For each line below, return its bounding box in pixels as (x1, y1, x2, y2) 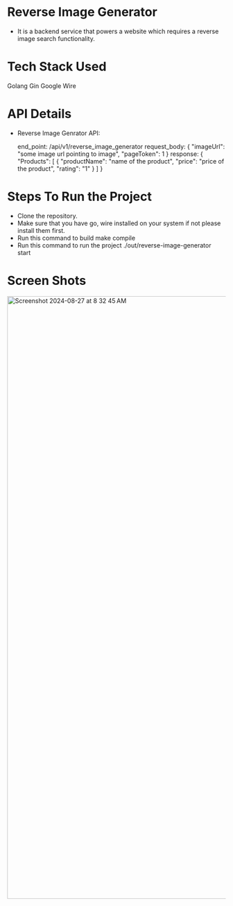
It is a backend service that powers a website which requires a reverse (17, 27, 219, 35)
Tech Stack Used (7, 59, 107, 75)
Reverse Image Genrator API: (17, 129, 101, 137)
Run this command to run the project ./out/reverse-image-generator (17, 241, 212, 250)
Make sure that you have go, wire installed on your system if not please (17, 219, 221, 227)
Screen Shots (7, 272, 87, 288)
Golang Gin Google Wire (7, 81, 76, 90)
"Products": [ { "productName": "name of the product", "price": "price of (17, 157, 225, 165)
